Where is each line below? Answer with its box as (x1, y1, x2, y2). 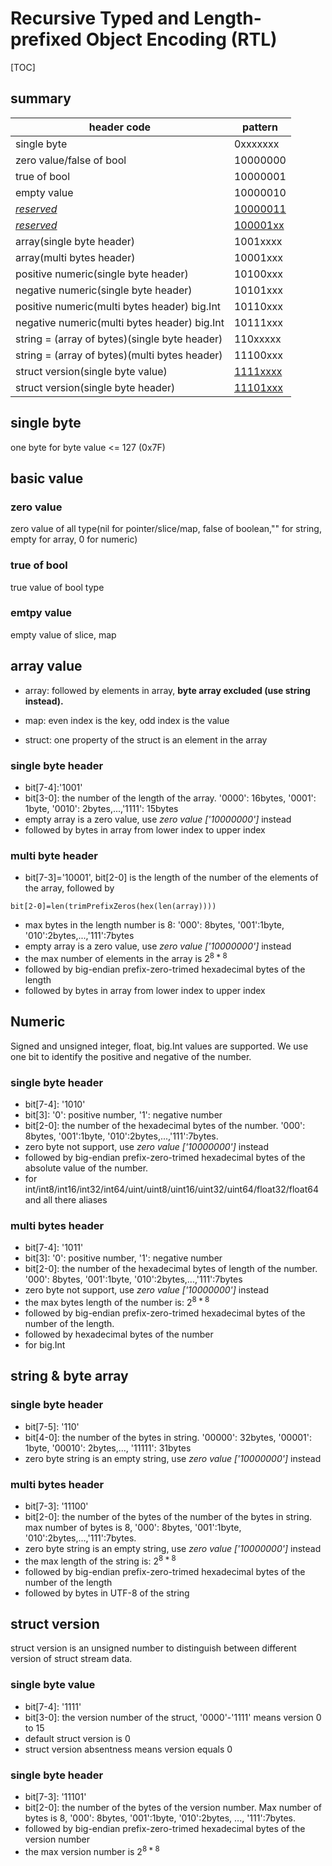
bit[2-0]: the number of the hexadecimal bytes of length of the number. (24, 1263, 318, 1275)
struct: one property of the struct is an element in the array (24, 733, 268, 746)
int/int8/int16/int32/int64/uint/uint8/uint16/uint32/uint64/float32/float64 (24, 1183, 320, 1196)
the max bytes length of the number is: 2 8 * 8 (24, 1295, 210, 1308)
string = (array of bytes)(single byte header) (15, 332, 223, 346)
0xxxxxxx (233, 137, 280, 151)
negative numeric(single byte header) (15, 283, 193, 297)
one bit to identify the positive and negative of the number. (10, 1050, 252, 1062)
